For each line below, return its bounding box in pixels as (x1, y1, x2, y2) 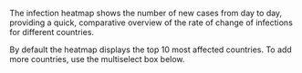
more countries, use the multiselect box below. (9, 54, 185, 64)
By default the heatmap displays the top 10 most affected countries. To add (9, 44, 292, 55)
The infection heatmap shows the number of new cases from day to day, (9, 8, 283, 18)
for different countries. (9, 27, 94, 37)
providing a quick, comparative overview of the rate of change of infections (9, 17, 294, 28)
